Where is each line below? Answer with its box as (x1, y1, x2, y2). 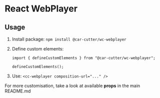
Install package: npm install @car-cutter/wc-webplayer (11, 36, 126, 42)
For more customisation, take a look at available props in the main (4, 83, 140, 88)
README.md (4, 88, 31, 94)
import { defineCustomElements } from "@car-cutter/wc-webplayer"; (11, 55, 155, 60)
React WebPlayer (4, 3, 78, 14)
